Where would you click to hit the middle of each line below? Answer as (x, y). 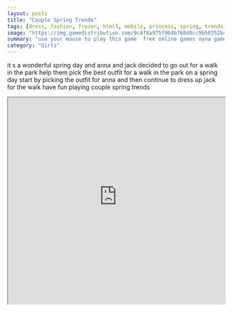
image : (17, 33)
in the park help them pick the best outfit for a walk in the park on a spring (112, 72)
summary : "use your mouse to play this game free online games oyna (109, 39)
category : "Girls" (33, 45)
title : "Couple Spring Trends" (52, 20)
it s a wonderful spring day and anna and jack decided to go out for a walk (113, 65)
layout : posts (28, 13)
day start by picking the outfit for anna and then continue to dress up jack (111, 80)
